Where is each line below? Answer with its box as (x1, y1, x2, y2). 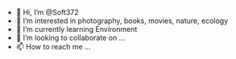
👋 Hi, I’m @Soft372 (15, 8, 79, 17)
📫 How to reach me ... (15, 42, 91, 51)
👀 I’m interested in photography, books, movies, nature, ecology (15, 16, 229, 26)
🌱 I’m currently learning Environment (15, 25, 138, 33)
